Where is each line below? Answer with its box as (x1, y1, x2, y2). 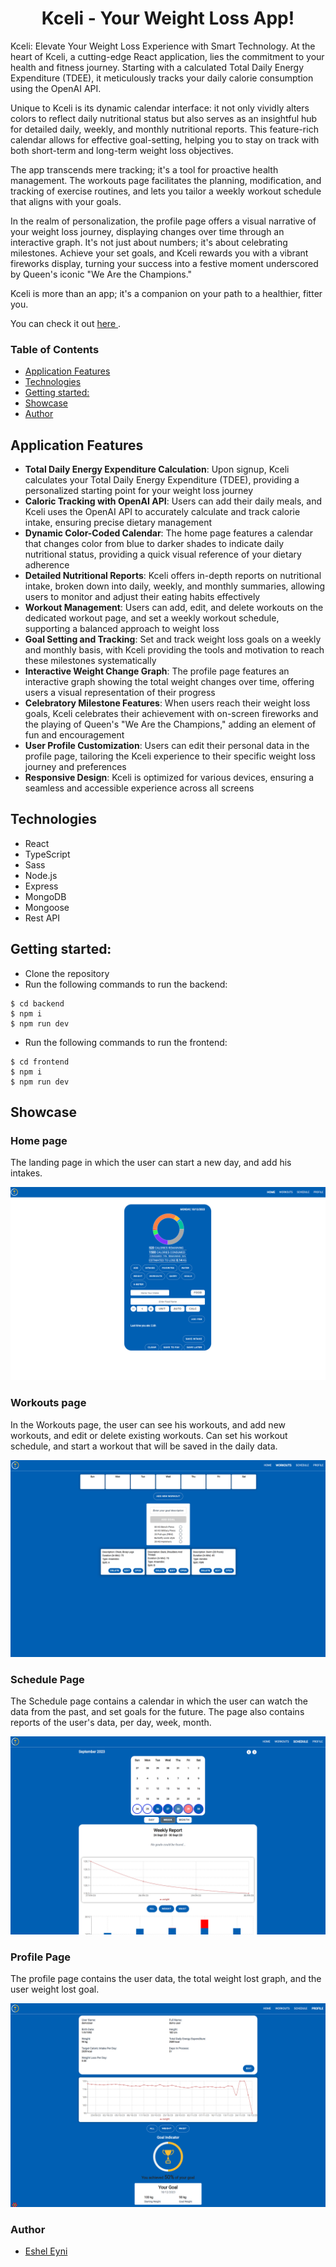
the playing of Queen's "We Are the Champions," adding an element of (24, 718, 317, 731)
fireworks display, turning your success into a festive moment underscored (10, 257, 319, 269)
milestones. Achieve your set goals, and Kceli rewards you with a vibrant (10, 247, 309, 259)
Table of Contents (10, 342, 100, 356)
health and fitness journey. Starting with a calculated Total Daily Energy (10, 61, 305, 73)
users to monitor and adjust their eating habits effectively (24, 591, 261, 603)
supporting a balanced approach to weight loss (24, 623, 220, 635)
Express (24, 880, 59, 892)
